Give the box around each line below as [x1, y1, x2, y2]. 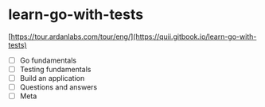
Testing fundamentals [19, 65, 92, 74]
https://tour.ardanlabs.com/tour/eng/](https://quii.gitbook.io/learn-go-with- [10, 32, 257, 41]
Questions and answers [19, 82, 98, 92]
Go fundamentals [19, 55, 77, 65]
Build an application [19, 74, 85, 83]
